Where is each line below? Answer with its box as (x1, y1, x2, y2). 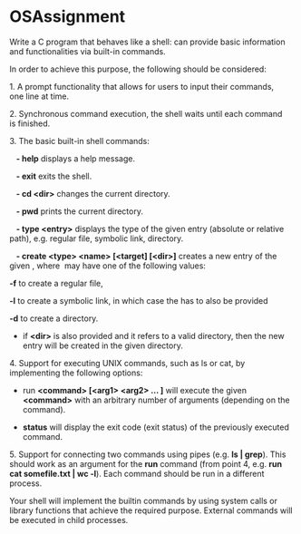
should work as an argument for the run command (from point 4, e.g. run (9, 458, 283, 469)
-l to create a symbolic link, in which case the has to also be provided (9, 295, 269, 306)
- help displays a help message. (15, 152, 136, 164)
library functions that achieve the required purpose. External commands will (9, 505, 293, 516)
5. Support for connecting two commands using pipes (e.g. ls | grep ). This (9, 449, 286, 460)
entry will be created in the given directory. (22, 340, 183, 351)
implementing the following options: (9, 367, 143, 378)
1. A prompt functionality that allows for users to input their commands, (9, 81, 275, 92)
